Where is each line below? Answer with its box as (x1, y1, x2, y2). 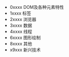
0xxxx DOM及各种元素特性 (9, 4, 64, 10)
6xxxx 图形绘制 (9, 35, 41, 40)
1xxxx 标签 (9, 10, 31, 16)
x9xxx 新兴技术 (9, 47, 41, 53)
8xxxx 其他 (9, 41, 32, 46)
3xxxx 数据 (9, 22, 32, 28)
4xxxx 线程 (9, 29, 33, 34)
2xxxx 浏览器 (9, 17, 36, 22)
